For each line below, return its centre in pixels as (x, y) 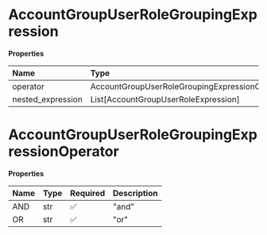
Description (135, 193)
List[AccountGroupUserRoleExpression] (165, 99)
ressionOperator (64, 152)
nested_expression (48, 99)
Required (88, 193)
